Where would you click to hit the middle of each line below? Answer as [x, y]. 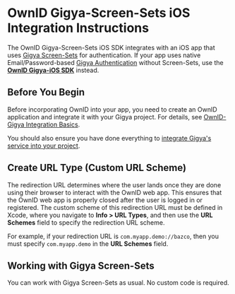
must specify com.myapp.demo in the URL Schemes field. [88, 243]
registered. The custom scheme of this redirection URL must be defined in [115, 207]
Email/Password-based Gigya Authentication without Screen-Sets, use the [115, 62]
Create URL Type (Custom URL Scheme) [97, 168]
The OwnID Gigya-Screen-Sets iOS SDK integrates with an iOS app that [111, 47]
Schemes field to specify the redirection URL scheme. [86, 222]
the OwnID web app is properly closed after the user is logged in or [105, 200]
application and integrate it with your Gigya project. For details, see [105, 117]
